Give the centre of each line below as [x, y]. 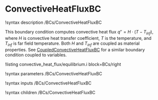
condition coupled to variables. [36, 55]
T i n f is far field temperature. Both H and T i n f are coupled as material [72, 44]
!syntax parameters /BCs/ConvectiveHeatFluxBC [54, 73]
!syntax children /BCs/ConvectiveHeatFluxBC [50, 92]
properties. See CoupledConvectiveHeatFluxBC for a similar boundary [75, 50]
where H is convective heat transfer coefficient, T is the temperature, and [78, 38]
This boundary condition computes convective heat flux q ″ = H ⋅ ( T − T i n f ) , [79, 32]
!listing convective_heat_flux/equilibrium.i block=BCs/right [63, 64]
